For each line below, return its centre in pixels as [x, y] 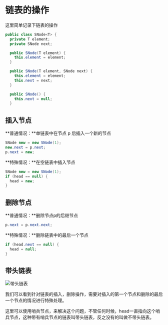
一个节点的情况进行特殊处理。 [36, 300]
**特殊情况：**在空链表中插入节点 [40, 162]
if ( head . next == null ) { [32, 244]
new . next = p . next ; [25, 147]
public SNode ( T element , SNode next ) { [51, 71]
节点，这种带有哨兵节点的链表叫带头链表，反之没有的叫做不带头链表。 [81, 317]
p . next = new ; [20, 152]
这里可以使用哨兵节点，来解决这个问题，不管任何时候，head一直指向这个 [80, 311]
